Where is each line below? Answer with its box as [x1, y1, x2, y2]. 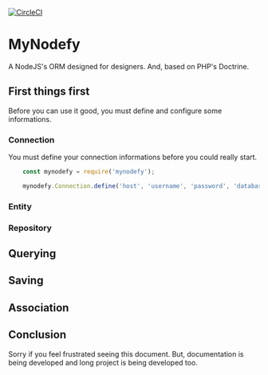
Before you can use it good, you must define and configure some [8, 106, 223, 115]
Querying [8, 247, 57, 260]
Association [8, 301, 69, 314]
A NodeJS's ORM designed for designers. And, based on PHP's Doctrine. [8, 61, 250, 71]
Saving [8, 274, 44, 287]
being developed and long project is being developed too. [8, 357, 198, 367]
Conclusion [8, 328, 67, 342]
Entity [8, 201, 32, 212]
